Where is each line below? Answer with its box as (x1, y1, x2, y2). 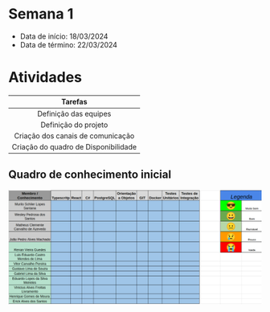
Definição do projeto (40, 120, 108, 129)
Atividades (8, 68, 83, 87)
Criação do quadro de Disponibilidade (11, 142, 137, 152)
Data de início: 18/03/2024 (19, 31, 108, 41)
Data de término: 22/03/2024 (19, 39, 118, 49)
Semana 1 (8, 5, 74, 23)
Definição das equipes (37, 109, 112, 118)
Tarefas (61, 97, 88, 107)
